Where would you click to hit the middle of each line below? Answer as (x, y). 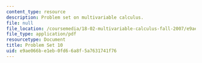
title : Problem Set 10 (35, 46)
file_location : (25, 28)
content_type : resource (36, 12)
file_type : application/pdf (41, 34)
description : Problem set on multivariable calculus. (75, 17)
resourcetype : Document (36, 40)
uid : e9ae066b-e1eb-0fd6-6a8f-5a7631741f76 (62, 51)
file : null (20, 23)
